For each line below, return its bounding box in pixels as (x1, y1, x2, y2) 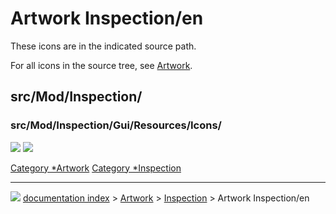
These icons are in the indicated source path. (10, 40, 197, 52)
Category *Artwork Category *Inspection (10, 162, 182, 174)
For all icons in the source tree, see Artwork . (10, 59, 193, 71)
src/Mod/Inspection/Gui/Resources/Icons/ (10, 118, 222, 132)
